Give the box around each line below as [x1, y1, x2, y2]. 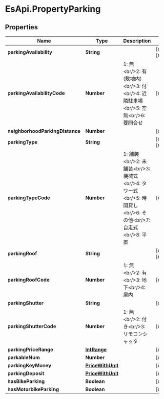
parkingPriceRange [7, 346, 54, 353]
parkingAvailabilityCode [7, 90, 65, 96]
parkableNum [7, 354, 40, 361]
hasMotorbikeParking [7, 386, 59, 393]
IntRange [85, 346, 107, 353]
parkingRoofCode [7, 277, 50, 283]
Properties [5, 23, 38, 31]
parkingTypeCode [7, 194, 50, 201]
